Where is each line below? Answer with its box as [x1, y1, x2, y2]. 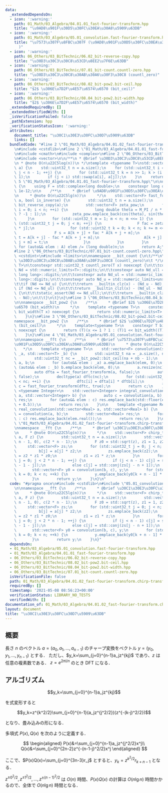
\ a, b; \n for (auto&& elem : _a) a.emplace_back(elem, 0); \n [14, 360, 162, 365]
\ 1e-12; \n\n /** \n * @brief [14, 188, 91, 193]
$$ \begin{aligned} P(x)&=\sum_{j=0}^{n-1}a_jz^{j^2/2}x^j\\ [23, 741, 145, 747]
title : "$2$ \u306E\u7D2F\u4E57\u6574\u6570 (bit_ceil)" [14, 86, 135, 91]
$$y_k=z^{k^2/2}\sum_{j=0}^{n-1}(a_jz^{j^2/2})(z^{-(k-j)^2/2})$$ [17, 710, 151, 716]
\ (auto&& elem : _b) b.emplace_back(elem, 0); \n [14, 365, 120, 370]
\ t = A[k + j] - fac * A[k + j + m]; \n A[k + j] [14, 235, 162, 240]
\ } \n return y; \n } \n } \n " [14, 477, 106, 482]
